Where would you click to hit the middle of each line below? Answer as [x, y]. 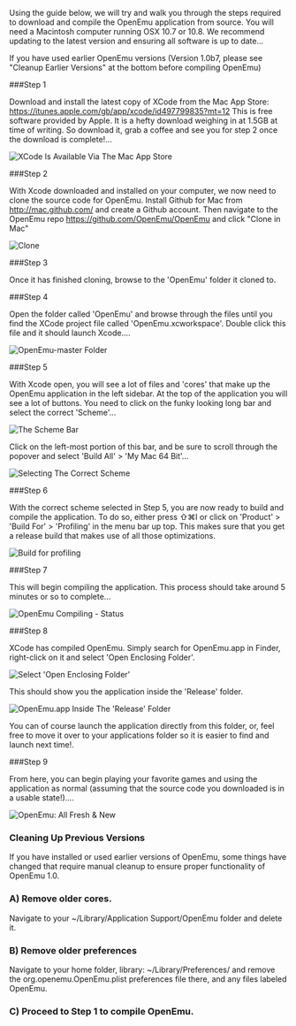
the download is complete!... [61, 139]
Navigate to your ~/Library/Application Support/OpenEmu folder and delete [146, 918]
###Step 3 [29, 263]
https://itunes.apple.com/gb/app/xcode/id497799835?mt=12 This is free [141, 111]
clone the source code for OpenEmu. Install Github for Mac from [126, 200]
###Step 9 [29, 762]
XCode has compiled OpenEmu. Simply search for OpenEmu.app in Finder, [145, 648]
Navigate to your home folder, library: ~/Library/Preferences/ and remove [142, 969]
